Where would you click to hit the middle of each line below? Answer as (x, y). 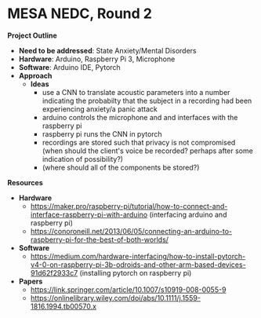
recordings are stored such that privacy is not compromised (139, 142)
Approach (35, 75)
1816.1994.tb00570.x (63, 306)
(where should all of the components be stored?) (121, 167)
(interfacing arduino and (188, 214)
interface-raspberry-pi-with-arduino (89, 214)
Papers (31, 281)
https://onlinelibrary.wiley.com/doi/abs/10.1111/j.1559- (116, 298)
